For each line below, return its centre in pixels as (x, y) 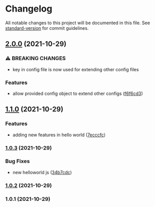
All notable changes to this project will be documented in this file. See (78, 23)
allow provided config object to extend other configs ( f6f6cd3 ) (77, 93)
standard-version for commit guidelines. (47, 28)
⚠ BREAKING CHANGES (36, 59)
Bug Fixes (18, 161)
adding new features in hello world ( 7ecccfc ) (59, 135)
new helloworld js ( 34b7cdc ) (42, 172)
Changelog (29, 9)
